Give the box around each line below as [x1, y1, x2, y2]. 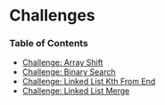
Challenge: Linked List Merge [21, 85, 130, 96]
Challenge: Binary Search [21, 67, 116, 77]
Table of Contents [9, 37, 89, 50]
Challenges [9, 5, 95, 26]
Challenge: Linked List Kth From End [21, 77, 156, 87]
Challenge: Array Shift [21, 57, 103, 68]
